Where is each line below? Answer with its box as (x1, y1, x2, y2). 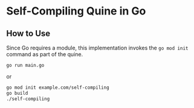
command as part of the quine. (6, 51, 83, 58)
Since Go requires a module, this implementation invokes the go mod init (6, 44, 189, 51)
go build (6, 90, 28, 96)
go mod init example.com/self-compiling (6, 84, 110, 91)
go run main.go (6, 62, 45, 68)
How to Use (6, 28, 51, 39)
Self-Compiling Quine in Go (6, 4, 146, 18)
